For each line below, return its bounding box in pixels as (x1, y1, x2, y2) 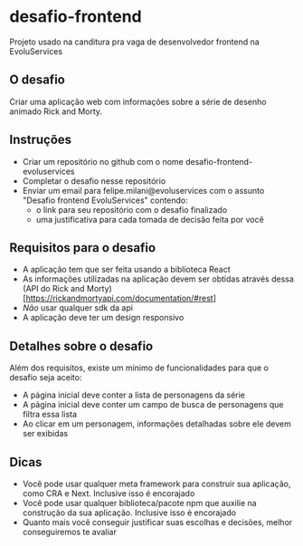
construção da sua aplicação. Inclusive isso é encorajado (22, 507, 237, 518)
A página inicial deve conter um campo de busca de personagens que (22, 399, 284, 410)
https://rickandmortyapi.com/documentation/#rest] (25, 292, 217, 304)
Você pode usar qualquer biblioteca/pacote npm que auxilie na (22, 498, 257, 508)
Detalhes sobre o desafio (9, 338, 154, 354)
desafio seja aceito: (9, 372, 82, 383)
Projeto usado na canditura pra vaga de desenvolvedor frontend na (9, 36, 260, 47)
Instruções (9, 132, 72, 148)
